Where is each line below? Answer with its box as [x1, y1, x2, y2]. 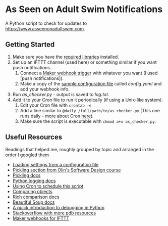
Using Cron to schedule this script [12, 183, 84, 189]
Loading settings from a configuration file [12, 161, 99, 167]
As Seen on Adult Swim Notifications [5, 4, 163, 15]
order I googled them [5, 152, 49, 158]
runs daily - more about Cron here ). [20, 113, 94, 119]
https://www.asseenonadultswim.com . [5, 25, 85, 31]
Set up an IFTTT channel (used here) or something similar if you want [12, 59, 157, 65]
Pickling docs [12, 172, 41, 178]
